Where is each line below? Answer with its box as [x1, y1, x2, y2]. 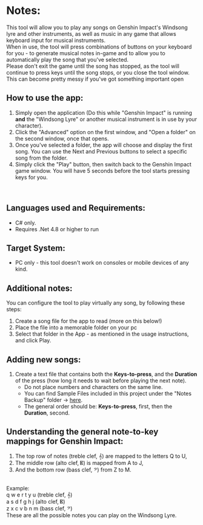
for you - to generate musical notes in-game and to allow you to [6, 49, 165, 56]
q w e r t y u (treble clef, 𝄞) [6, 491, 73, 498]
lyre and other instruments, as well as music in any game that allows [6, 30, 177, 37]
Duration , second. [24, 409, 70, 416]
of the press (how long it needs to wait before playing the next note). [15, 377, 187, 384]
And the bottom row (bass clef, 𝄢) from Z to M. [15, 466, 131, 473]
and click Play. [15, 337, 52, 344]
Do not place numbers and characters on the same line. [24, 384, 163, 390]
